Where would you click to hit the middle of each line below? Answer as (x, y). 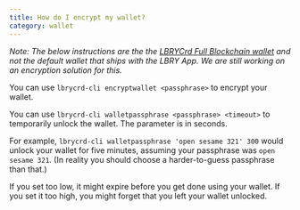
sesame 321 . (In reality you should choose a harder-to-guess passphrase (142, 159)
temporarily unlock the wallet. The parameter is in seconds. (118, 123)
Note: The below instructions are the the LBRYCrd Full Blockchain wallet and (150, 51)
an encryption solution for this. (66, 70)
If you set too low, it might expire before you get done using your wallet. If (145, 186)
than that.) (28, 169)
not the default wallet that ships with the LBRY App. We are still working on (147, 61)
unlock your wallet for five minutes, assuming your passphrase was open (142, 150)
